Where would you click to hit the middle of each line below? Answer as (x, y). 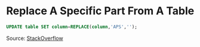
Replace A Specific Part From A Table (100, 11)
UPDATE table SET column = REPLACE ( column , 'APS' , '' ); (72, 27)
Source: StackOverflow (35, 38)
